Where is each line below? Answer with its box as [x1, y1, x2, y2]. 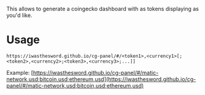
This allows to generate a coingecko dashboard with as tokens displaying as [6, 5, 199, 12]
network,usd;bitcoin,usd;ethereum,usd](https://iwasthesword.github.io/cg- [6, 76, 196, 83]
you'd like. [6, 12, 33, 19]
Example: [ [6, 69, 34, 76]
